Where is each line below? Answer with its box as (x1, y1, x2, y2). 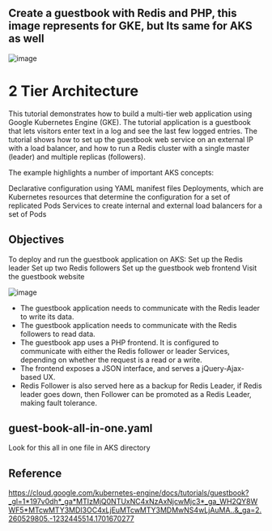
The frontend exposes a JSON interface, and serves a (19, 363, 201, 373)
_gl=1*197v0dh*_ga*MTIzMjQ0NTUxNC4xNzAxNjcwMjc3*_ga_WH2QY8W (8, 497, 258, 507)
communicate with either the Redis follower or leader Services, (19, 346, 231, 356)
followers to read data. (19, 329, 96, 339)
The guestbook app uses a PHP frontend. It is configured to (19, 337, 219, 348)
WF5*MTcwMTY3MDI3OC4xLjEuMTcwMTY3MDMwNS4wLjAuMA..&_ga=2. (8, 505, 262, 515)
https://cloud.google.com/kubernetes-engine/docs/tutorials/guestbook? (8, 488, 249, 498)
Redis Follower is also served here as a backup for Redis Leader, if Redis (19, 381, 262, 391)
